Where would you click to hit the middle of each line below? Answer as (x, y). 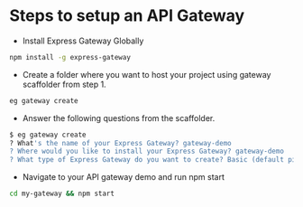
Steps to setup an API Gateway (127, 16)
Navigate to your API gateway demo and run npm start (124, 177)
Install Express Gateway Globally (83, 41)
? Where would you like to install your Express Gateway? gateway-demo (147, 151)
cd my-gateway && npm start (62, 194)
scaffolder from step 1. (64, 84)
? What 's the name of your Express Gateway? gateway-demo (120, 143)
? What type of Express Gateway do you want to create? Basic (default (147, 160)
